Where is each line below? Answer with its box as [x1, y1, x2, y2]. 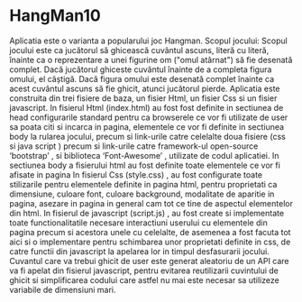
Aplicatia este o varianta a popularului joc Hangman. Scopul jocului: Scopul [9, 35, 288, 46]
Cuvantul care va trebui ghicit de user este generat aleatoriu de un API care [9, 255, 290, 266]
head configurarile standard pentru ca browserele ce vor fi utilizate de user [9, 112, 288, 123]
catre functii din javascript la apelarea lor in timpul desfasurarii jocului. [9, 245, 270, 257]
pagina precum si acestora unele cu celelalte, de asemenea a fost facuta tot [9, 226, 291, 237]
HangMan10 [9, 5, 101, 26]
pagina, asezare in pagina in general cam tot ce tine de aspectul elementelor [9, 197, 293, 208]
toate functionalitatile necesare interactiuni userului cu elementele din [9, 217, 268, 228]
